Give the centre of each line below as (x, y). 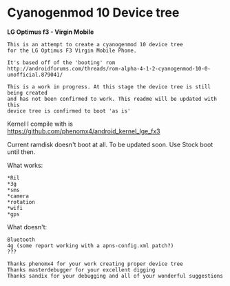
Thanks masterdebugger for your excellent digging (81, 270)
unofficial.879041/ (35, 75)
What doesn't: (27, 227)
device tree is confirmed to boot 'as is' (69, 111)
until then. (21, 152)
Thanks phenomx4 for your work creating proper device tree (95, 264)
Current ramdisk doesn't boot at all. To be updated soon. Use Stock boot (110, 144)
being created (28, 93)
